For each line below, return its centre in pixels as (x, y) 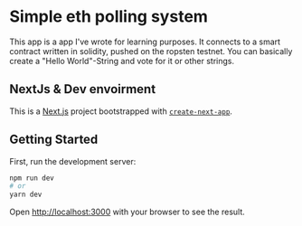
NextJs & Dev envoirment (83, 89)
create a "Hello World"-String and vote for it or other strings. (122, 61)
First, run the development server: (73, 161)
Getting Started (54, 140)
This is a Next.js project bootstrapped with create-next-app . (121, 111)
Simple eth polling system (109, 17)
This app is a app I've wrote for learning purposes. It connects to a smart (145, 42)
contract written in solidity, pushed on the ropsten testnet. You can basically (151, 51)
